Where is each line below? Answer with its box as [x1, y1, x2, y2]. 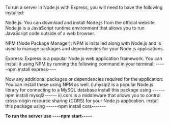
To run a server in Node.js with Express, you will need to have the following [5, 5, 163, 10]
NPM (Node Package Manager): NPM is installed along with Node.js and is [5, 40, 161, 46]
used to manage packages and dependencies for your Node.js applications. [5, 46, 164, 51]
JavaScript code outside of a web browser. [5, 30, 96, 36]
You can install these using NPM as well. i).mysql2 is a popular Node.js [5, 81, 154, 87]
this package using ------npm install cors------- [5, 103, 106, 109]
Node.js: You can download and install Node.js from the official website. [5, 20, 156, 25]
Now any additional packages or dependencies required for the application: [5, 76, 164, 82]
